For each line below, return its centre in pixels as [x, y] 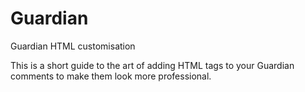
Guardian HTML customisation [73, 46]
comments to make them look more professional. [111, 76]
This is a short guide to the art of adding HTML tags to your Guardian [152, 65]
